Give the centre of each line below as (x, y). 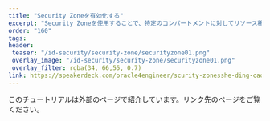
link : (17, 75)
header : (21, 46)
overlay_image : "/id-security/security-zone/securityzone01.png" (123, 61)
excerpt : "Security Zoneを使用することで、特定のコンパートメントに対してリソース (133, 23)
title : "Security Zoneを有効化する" (66, 16)
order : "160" (30, 30)
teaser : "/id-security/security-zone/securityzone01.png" (111, 53)
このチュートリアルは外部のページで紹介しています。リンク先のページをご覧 (135, 99)
